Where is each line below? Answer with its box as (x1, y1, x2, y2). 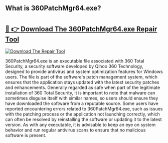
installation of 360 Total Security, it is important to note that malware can (5, 90, 155, 95)
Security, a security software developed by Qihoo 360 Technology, (5, 63, 144, 69)
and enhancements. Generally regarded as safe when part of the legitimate (5, 84, 160, 90)
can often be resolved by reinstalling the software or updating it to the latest (5, 116, 162, 122)
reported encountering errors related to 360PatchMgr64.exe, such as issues (5, 106, 163, 111)
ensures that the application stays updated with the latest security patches (5, 79, 159, 85)
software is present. (5, 132, 47, 138)
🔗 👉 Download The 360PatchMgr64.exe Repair (5, 24, 157, 33)
